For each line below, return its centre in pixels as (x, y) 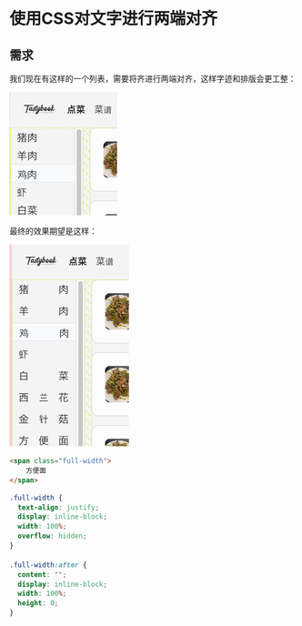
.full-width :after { (49, 565)
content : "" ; (42, 574)
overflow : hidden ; (53, 536)
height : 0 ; (38, 603)
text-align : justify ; (59, 507)
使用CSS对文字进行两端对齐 (114, 19)
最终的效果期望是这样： (53, 231)
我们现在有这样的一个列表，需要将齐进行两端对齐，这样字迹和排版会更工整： (153, 79)
